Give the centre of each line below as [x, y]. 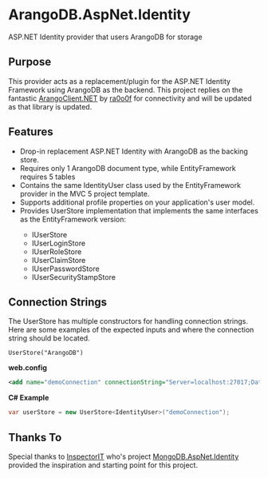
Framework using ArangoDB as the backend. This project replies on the [126, 90]
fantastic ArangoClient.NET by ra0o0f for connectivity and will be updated [130, 98]
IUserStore [49, 234]
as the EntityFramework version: [73, 219]
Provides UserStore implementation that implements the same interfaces [139, 210]
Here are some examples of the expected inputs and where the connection [131, 330]
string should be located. [49, 338]
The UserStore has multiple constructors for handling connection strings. [128, 321]
